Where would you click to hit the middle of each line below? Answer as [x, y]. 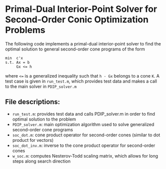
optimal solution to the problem [44, 119]
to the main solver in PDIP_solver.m [41, 86]
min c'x [14, 58]
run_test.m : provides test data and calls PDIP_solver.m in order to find [83, 114]
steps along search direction [41, 161]
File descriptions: [33, 102]
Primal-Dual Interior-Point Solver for [81, 9]
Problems [25, 30]
